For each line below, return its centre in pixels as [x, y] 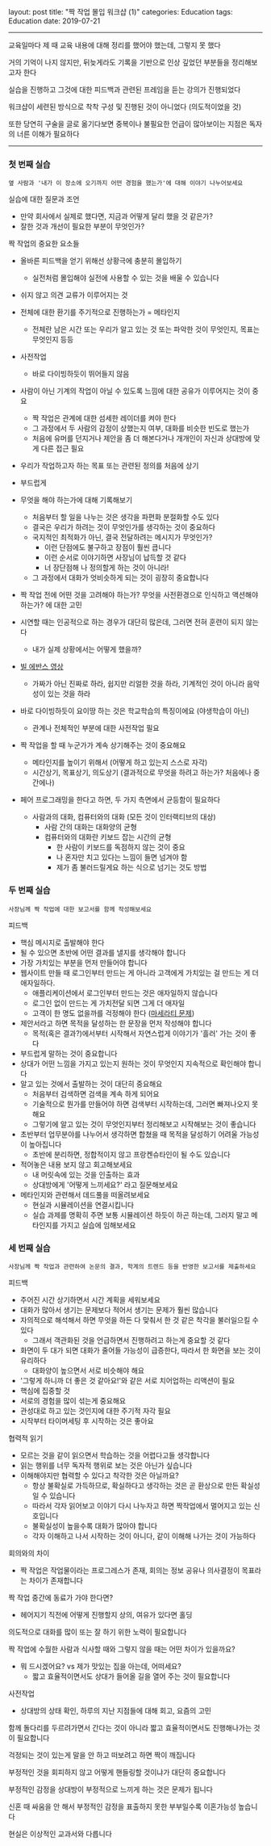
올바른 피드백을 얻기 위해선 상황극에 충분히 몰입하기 [101, 261]
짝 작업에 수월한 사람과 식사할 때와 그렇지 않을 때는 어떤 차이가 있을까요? [122, 1649]
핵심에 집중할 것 [45, 1391]
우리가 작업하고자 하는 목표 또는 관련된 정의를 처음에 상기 [109, 466]
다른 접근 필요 [63, 449]
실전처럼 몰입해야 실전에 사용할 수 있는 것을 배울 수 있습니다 [125, 278]
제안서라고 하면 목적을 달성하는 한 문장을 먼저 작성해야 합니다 [116, 1023]
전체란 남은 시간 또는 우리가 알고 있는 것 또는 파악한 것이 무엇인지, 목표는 [146, 329]
